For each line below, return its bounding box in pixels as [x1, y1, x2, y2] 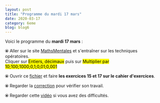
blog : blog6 [5, 25, 29, 30]
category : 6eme [5, 20, 36, 26]
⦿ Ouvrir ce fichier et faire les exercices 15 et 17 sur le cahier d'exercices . [5, 73, 155, 79]
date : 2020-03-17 [5, 16, 40, 21]
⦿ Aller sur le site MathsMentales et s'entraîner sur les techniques [5, 48, 138, 54]
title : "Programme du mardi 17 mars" [5, 12, 82, 17]
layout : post [5, 7, 32, 12]
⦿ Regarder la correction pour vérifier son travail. [5, 83, 104, 89]
